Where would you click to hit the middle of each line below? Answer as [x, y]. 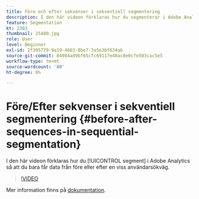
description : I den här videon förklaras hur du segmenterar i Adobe [94, 17]
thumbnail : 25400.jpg [33, 34]
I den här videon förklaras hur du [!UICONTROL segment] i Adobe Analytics [98, 161]
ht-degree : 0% [24, 72]
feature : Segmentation [34, 23]
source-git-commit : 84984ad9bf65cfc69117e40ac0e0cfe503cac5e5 [84, 56]
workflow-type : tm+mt [33, 61]
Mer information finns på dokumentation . [56, 190]
